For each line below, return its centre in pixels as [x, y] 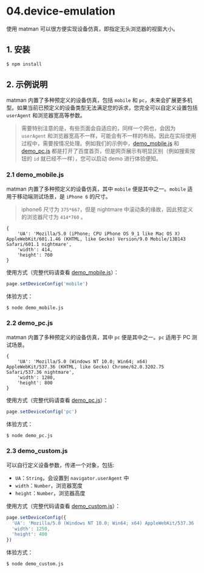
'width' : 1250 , [31, 529]
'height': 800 [35, 383]
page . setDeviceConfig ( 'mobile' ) [47, 283]
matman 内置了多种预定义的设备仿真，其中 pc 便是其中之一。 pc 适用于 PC [98, 337]
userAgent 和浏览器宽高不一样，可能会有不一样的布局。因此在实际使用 [109, 136]
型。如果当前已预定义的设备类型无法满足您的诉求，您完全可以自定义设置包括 [102, 108]
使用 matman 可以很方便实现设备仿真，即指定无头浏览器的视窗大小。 [92, 29]
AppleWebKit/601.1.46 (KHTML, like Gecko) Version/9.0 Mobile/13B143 [96, 239]
